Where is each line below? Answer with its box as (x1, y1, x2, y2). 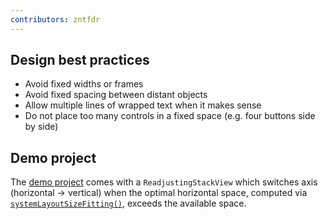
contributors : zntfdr (10, 14, 101, 25)
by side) (24, 121, 59, 133)
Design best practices (10, 52, 150, 69)
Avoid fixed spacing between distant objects (24, 89, 208, 101)
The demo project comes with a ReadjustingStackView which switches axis (10, 176, 318, 188)
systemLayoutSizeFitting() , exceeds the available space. (10, 197, 247, 210)
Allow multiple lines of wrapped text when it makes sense (24, 99, 262, 111)
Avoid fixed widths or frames (24, 78, 144, 90)
